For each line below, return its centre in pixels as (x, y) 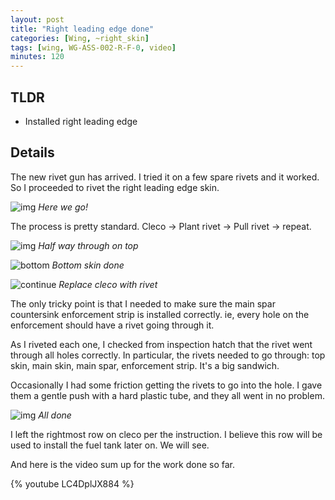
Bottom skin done (88, 265)
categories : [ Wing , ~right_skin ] (80, 38)
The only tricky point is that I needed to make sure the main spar (143, 303)
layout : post (37, 19)
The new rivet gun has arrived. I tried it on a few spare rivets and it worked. (165, 177)
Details (32, 152)
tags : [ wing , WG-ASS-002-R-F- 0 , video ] (93, 47)
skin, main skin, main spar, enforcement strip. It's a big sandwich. (145, 365)
